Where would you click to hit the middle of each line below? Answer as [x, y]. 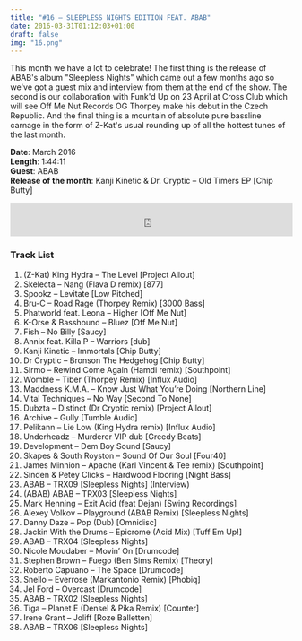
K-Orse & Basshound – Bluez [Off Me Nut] [100, 322]
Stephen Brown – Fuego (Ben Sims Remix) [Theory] [118, 560]
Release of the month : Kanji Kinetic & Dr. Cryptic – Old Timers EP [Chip [142, 181]
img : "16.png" [37, 43]
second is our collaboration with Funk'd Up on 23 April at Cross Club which [149, 97]
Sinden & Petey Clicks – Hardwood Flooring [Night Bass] [127, 474]
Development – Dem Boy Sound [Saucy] [97, 446]
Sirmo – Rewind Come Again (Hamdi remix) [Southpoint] [127, 369]
